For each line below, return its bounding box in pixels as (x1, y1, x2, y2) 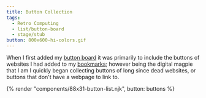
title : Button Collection (6, 9, 72, 15)
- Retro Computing (12, 20, 59, 26)
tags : (6, 15, 20, 21)
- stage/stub (12, 32, 45, 38)
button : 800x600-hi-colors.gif (6, 37, 86, 43)
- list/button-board (12, 26, 64, 32)
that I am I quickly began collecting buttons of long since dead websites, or (6, 67, 196, 74)
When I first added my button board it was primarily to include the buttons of (6, 54, 200, 61)
